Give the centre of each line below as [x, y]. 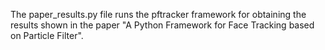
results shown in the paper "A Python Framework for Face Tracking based [162, 25]
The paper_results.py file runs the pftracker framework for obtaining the [158, 14]
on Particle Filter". [47, 35]
